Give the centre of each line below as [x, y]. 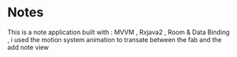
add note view [28, 47]
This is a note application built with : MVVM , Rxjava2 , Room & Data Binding [118, 32]
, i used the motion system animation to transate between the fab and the [115, 39]
